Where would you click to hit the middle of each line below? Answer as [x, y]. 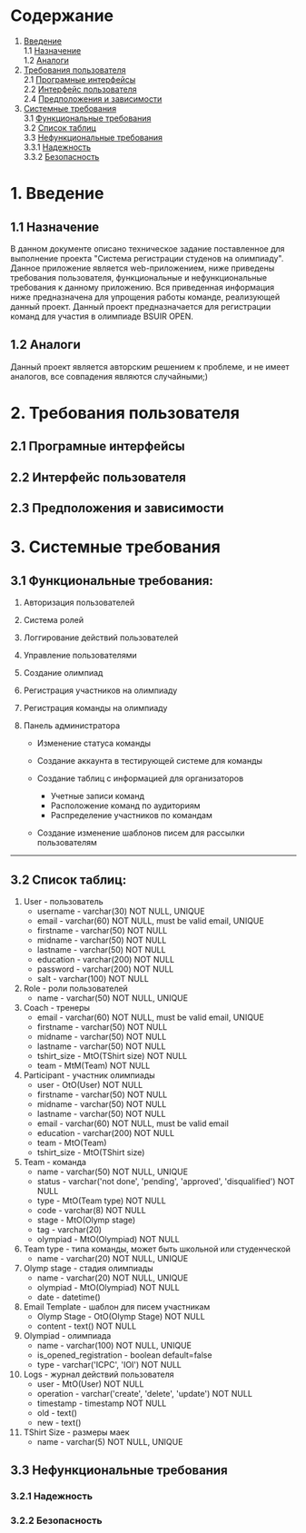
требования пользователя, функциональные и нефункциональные [139, 277]
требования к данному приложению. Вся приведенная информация [143, 287]
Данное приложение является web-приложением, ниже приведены [143, 268]
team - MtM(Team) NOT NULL [94, 1065]
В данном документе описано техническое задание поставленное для [148, 248]
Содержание [62, 16]
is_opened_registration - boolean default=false [124, 1355]
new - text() [59, 1422]
